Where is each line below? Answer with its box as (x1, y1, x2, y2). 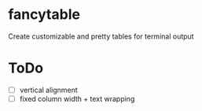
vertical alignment (19, 85, 79, 94)
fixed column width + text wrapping (19, 94, 135, 103)
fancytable (8, 6, 81, 24)
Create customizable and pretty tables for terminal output (8, 31, 194, 41)
